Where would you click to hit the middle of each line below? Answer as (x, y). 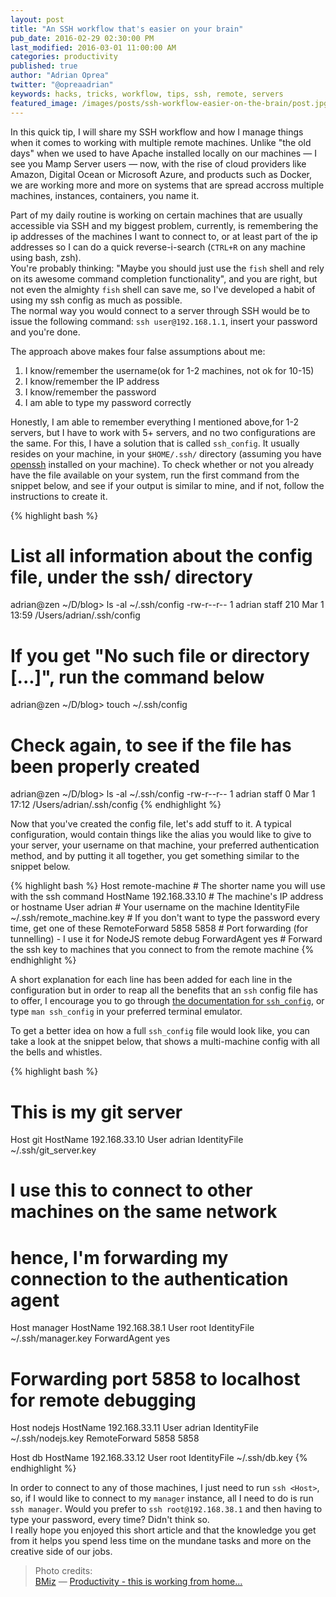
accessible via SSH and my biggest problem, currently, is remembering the (164, 225)
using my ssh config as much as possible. (96, 300)
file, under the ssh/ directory (131, 577)
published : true (44, 66)
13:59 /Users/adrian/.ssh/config (75, 615)
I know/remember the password (90, 392)
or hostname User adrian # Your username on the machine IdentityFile (155, 907)
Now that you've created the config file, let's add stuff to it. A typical (151, 824)
